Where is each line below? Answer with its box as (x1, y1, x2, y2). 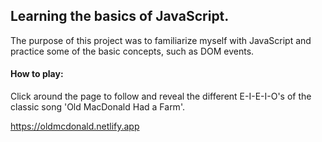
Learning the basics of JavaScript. (10, 8, 230, 25)
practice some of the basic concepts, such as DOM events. (10, 45, 255, 57)
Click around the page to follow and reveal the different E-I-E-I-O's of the (10, 90, 312, 103)
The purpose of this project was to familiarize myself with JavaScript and (10, 34, 312, 46)
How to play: (10, 68, 64, 80)
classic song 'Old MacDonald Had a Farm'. (10, 101, 185, 113)
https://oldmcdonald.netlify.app (10, 120, 140, 133)
